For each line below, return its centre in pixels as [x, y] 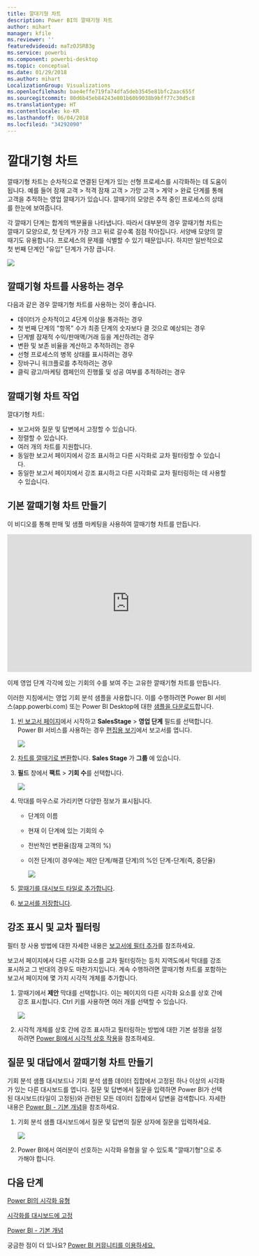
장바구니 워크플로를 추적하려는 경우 [65, 363]
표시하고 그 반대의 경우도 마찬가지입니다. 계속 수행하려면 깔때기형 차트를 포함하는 [117, 969]
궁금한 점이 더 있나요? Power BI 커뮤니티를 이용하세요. [81, 1246]
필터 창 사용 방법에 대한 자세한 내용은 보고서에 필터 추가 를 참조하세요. [101, 945]
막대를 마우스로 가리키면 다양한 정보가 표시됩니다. [84, 800]
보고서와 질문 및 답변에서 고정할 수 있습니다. [77, 429]
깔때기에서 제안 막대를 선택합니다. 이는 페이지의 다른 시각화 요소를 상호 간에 [120, 993]
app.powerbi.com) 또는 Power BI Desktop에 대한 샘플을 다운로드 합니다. [114, 706]
